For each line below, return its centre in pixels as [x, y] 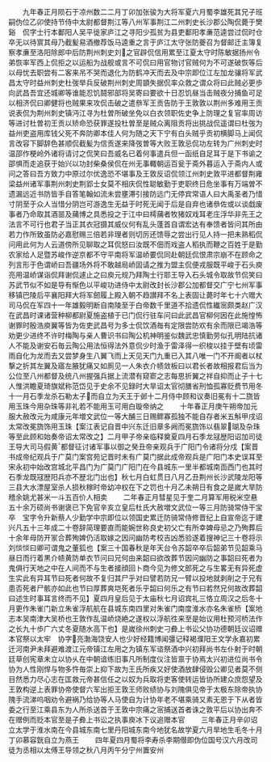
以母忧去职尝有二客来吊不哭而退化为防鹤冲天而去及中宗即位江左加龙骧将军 [132, 72]
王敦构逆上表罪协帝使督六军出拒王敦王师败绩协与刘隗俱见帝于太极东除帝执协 [135, 689]
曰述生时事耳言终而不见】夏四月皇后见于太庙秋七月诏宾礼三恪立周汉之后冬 [132, 598]
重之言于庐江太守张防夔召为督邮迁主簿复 [195, 42]
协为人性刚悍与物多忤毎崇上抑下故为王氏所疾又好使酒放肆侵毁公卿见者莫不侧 [135, 669]
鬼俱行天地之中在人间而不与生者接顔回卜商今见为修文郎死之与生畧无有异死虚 [135, 568]
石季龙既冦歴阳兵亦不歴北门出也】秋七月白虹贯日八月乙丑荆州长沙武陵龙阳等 [135, 477]
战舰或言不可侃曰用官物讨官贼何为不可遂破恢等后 [181, 62]
